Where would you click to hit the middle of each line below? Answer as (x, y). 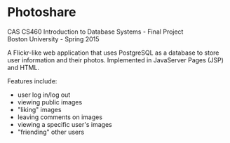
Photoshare (42, 12)
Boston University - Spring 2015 (53, 39)
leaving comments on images (60, 117)
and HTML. (23, 67)
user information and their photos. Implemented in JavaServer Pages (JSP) (116, 60)
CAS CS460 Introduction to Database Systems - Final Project (95, 32)
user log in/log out (44, 95)
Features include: (32, 81)
